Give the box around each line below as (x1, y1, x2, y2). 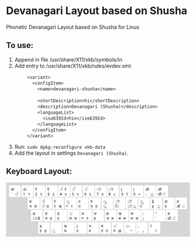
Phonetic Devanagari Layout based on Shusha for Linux (6, 23, 140, 30)
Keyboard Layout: (6, 166, 72, 176)
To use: (6, 40, 34, 50)
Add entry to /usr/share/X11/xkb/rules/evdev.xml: (14, 62, 132, 69)
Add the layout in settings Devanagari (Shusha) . (14, 149, 129, 156)
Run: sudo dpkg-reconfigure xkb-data (14, 143, 106, 150)
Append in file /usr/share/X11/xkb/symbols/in (14, 56, 123, 63)
